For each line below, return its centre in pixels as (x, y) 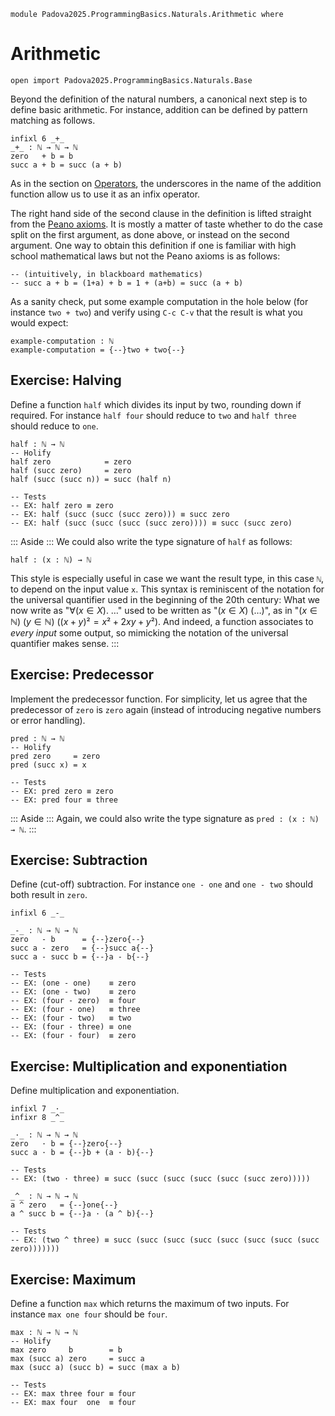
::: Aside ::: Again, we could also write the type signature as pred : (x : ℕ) (165, 818)
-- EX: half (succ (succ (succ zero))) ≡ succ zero (120, 514)
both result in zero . (49, 895)
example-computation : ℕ (62, 341)
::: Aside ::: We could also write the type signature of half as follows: (151, 541)
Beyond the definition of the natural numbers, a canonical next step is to (159, 99)
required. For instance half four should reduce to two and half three (153, 415)
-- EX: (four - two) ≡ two (71, 1018)
